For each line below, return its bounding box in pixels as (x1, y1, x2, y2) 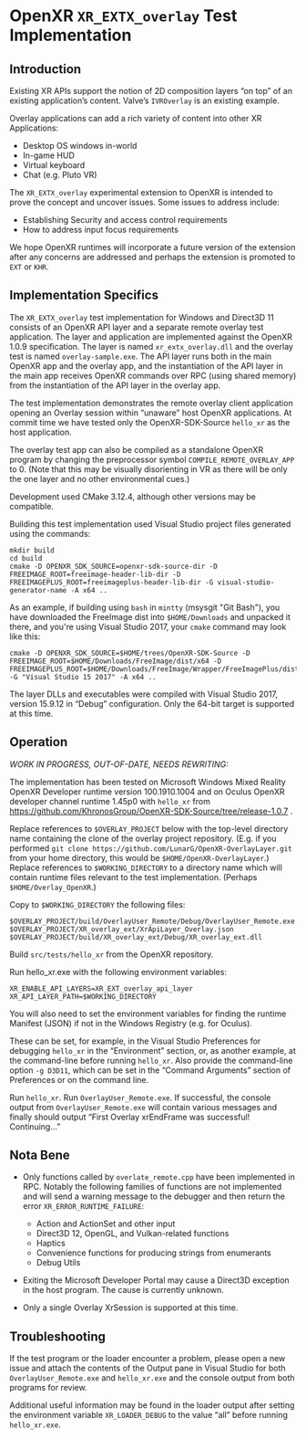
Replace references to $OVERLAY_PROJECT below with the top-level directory (9, 823, 289, 834)
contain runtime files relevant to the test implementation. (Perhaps (9, 871, 258, 882)
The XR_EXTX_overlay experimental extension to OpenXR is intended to (9, 187, 273, 197)
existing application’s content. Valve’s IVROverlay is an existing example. (9, 95, 280, 106)
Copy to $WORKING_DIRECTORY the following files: (9, 898, 186, 909)
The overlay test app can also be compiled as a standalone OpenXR (9, 444, 264, 455)
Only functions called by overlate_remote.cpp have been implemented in (22, 1171, 296, 1182)
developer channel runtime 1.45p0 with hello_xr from (9, 795, 211, 806)
